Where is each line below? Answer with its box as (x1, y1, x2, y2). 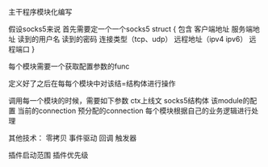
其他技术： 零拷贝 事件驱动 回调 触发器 (8, 133, 137, 143)
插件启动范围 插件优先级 (8, 150, 89, 160)
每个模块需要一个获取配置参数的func (8, 61, 130, 71)
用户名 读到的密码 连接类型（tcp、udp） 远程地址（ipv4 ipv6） (38, 35, 248, 44)
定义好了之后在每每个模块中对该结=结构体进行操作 (8, 79, 176, 88)
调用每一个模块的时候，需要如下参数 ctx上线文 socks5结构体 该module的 (8, 96, 250, 105)
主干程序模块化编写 (8, 7, 73, 16)
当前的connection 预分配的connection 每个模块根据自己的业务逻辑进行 (17, 106, 252, 115)
